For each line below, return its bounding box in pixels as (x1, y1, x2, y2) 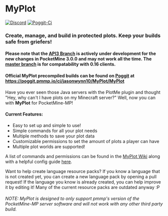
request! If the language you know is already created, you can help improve (5, 178, 161, 185)
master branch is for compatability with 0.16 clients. (5, 61, 116, 67)
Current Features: (5, 111, 44, 117)
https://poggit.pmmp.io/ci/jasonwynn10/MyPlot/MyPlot (5, 78, 124, 84)
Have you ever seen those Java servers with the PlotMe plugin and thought (5, 89, 160, 95)
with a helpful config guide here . (5, 158, 73, 164)
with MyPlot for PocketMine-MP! (5, 99, 74, 105)
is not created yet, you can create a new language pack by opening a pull (5, 173, 157, 179)
